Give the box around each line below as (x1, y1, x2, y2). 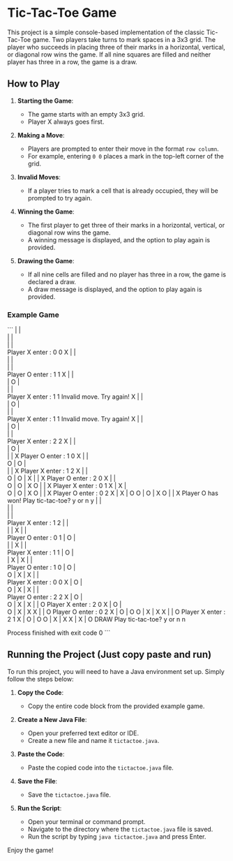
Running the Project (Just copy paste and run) (7, 649, 211, 661)
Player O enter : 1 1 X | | (7, 370, 74, 378)
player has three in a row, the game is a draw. (7, 57, 137, 66)
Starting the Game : (17, 96, 74, 105)
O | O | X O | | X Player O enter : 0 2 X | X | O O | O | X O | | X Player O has (7, 489, 218, 497)
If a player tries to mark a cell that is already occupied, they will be (27, 186, 218, 195)
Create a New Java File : (17, 715, 87, 723)
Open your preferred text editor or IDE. (27, 728, 140, 737)
